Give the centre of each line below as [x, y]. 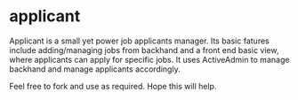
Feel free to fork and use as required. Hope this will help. [113, 86]
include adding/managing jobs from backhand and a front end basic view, [144, 50]
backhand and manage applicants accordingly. [95, 69]
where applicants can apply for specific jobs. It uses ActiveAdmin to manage [149, 59]
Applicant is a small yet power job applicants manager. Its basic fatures [139, 41]
